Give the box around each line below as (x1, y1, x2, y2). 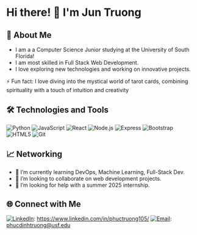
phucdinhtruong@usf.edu (6, 222, 71, 229)
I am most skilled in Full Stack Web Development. (15, 59, 139, 66)
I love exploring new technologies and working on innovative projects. (15, 65, 191, 73)
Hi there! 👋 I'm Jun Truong (6, 5, 141, 20)
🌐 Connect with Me (6, 199, 81, 209)
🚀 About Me (6, 30, 52, 40)
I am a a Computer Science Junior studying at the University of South (15, 46, 190, 53)
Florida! (15, 52, 35, 60)
